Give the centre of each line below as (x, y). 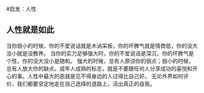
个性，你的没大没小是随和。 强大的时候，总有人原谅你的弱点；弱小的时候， (100, 61)
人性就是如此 (30, 30)
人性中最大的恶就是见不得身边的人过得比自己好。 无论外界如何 (105, 76)
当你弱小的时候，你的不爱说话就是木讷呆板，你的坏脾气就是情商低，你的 (97, 46)
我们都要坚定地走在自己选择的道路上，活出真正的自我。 (86, 83)
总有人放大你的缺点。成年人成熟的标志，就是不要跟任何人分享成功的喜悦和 (99, 68)
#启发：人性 (21, 9)
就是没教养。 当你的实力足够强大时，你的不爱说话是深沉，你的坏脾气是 (105, 53)
